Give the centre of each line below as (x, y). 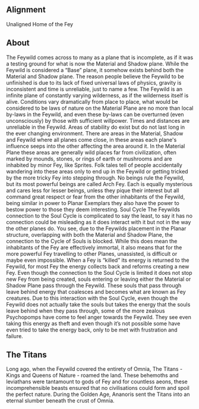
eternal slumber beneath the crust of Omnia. (60, 401)
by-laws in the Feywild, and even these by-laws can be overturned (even (95, 114)
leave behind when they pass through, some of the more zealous (86, 311)
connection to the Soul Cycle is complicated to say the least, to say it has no (99, 216)
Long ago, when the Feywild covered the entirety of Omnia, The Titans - (94, 369)
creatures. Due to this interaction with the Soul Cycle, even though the (92, 298)
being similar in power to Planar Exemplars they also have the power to (93, 203)
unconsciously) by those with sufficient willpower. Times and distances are (98, 120)
